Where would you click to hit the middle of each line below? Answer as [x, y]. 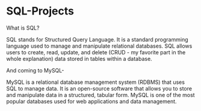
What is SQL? [23, 28]
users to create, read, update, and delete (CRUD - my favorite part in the [96, 52]
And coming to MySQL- [35, 70]
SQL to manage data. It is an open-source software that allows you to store [99, 88]
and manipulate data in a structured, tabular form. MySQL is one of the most [100, 95]
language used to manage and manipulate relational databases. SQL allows [99, 46]
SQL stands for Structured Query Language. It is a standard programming [97, 39]
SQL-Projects [40, 11]
